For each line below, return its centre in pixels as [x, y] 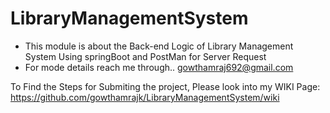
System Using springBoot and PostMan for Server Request [145, 56]
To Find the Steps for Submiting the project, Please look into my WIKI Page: [165, 86]
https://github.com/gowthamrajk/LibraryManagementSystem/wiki [145, 97]
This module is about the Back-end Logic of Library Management [159, 46]
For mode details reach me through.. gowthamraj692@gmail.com [159, 67]
